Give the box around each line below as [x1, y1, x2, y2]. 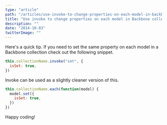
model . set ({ [9, 91, 35, 96]
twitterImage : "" [5, 30, 41, 35]
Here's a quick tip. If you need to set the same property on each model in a [5, 44, 159, 50]
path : [5, 12, 16, 17]
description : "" [5, 21, 39, 26]
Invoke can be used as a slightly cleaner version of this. [5, 77, 119, 83]
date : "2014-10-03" [5, 26, 46, 31]
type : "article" [5, 7, 39, 12]
